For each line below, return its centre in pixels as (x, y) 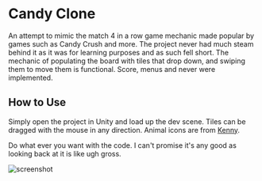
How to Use (37, 102)
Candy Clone (52, 14)
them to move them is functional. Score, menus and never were (112, 69)
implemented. (31, 77)
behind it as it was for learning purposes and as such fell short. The (118, 52)
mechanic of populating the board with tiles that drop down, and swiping (127, 61)
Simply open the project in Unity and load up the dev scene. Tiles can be (127, 121)
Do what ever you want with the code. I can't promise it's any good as (122, 145)
